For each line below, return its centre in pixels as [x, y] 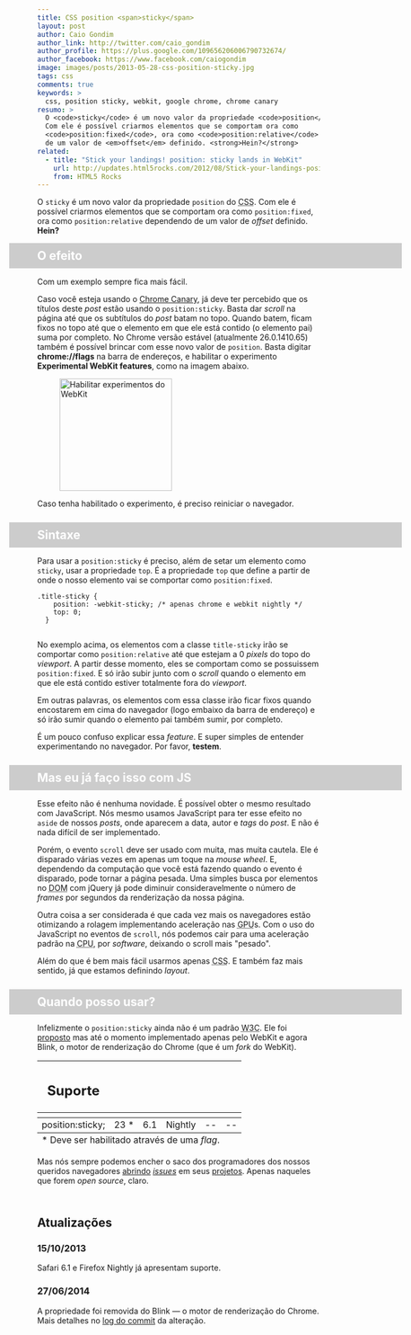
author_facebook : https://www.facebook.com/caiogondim [142, 59]
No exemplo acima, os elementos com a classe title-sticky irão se [163, 645]
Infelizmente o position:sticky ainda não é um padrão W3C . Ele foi [162, 1028]
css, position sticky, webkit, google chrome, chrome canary [162, 101]
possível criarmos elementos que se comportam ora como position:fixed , [175, 211]
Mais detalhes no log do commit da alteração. [122, 1320]
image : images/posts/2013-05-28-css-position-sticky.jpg [146, 68]
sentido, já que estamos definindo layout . [114, 971]
